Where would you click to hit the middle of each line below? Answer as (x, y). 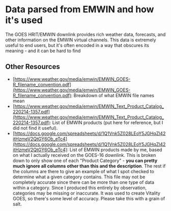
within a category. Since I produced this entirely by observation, (80, 187)
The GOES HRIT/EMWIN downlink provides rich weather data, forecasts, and (85, 34)
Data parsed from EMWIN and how (80, 9)
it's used (24, 20)
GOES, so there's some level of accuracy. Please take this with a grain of (89, 198)
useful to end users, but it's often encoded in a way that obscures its (77, 45)
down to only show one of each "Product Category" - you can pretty (85, 160)
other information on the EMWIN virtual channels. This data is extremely (81, 40)
